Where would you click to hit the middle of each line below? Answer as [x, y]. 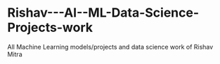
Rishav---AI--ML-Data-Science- [103, 13]
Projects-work [50, 27]
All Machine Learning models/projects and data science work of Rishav [110, 47]
